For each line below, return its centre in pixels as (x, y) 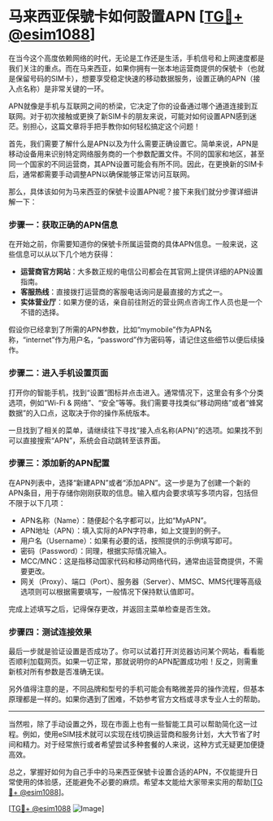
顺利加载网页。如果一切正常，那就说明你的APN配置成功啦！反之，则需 (133, 661)
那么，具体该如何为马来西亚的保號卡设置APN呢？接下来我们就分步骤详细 (130, 191)
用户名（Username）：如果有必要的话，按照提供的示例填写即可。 (128, 540)
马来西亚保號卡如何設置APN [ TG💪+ (126, 17)
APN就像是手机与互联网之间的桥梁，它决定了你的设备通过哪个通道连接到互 (133, 106)
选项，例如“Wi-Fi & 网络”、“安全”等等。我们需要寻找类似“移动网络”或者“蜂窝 (136, 402)
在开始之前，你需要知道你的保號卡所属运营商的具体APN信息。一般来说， (130, 244)
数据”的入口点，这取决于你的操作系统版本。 (81, 413)
